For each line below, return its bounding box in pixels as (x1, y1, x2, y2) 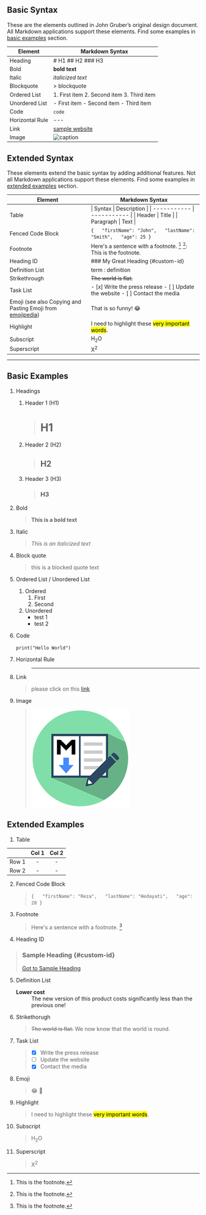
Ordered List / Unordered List (15, 575, 90, 583)
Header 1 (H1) (24, 399, 60, 407)
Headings (15, 387, 40, 394)
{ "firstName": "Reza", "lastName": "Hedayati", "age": (31, 894, 193, 900)
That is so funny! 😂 (90, 305, 141, 312)
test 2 (34, 619, 49, 627)
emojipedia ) (9, 311, 40, 318)
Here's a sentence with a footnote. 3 (31, 922, 123, 931)
